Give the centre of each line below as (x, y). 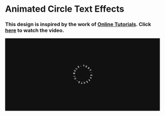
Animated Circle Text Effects (65, 9)
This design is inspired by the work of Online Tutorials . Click (78, 24)
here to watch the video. (35, 30)
